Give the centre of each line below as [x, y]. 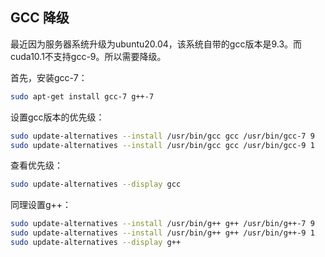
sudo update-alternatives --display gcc [96, 184]
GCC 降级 [40, 18]
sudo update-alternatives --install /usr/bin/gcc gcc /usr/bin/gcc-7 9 [162, 136]
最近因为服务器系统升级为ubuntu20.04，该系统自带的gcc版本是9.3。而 [156, 44]
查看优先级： [36, 165]
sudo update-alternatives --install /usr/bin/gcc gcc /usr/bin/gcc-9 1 [162, 145]
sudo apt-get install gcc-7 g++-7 [82, 96]
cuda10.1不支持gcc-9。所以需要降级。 [88, 56]
